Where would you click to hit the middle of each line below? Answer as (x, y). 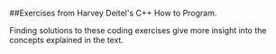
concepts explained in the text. (67, 40)
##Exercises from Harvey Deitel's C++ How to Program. (113, 13)
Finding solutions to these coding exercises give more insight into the (138, 30)
